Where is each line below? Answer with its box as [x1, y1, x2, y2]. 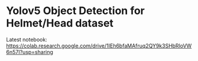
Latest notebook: [6, 36, 47, 43]
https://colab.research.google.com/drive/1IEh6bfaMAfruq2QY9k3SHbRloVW [6, 42, 192, 49]
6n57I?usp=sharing [6, 48, 53, 55]
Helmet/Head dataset [6, 16, 114, 30]
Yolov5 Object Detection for [6, 4, 145, 18]
